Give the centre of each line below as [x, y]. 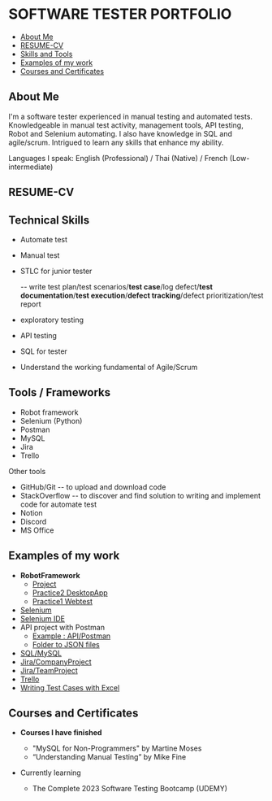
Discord [33, 521]
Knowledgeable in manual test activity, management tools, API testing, [126, 125]
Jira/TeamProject [49, 670]
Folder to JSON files [66, 644]
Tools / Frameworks [60, 392]
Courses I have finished [61, 733]
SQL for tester [43, 351]
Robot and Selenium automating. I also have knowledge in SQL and [121, 133]
